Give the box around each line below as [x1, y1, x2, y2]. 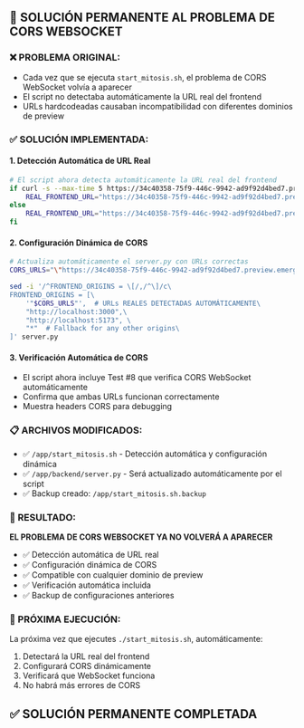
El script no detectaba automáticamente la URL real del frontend [22, 91, 262, 101]
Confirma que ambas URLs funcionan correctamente [22, 391, 220, 402]
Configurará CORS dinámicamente [22, 661, 152, 672]
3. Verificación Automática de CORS [9, 351, 148, 363]
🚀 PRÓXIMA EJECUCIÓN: [9, 613, 121, 626]
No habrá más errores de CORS [22, 680, 141, 691]
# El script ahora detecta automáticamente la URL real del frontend [9, 175, 278, 185]
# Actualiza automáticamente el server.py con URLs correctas [9, 257, 249, 266]
